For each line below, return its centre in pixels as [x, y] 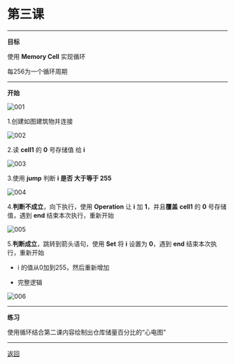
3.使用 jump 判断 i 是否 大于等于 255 [59, 178]
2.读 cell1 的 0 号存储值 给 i [46, 149]
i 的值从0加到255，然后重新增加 [63, 267]
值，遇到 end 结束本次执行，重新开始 [60, 215]
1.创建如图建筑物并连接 [40, 121]
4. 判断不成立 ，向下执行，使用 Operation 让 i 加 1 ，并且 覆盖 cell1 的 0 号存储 [117, 206]
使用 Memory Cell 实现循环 [47, 56]
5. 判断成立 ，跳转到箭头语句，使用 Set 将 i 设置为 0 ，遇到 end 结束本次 [109, 244]
